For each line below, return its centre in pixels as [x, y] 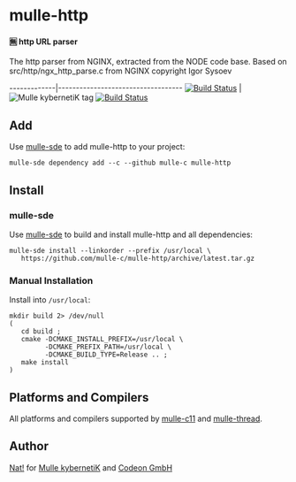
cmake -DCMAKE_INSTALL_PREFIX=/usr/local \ [102, 340]
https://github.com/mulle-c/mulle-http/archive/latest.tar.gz [137, 258]
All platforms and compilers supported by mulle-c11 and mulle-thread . [136, 418]
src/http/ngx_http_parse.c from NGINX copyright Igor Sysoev [121, 71]
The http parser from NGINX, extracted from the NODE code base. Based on [148, 62]
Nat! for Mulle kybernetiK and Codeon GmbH [91, 467]
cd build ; [41, 332]
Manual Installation [51, 280]
